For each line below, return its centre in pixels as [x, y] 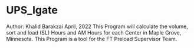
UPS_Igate [32, 10]
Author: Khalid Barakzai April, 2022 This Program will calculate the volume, [97, 26]
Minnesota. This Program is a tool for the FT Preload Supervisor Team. [92, 39]
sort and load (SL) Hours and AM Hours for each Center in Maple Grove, [94, 32]
